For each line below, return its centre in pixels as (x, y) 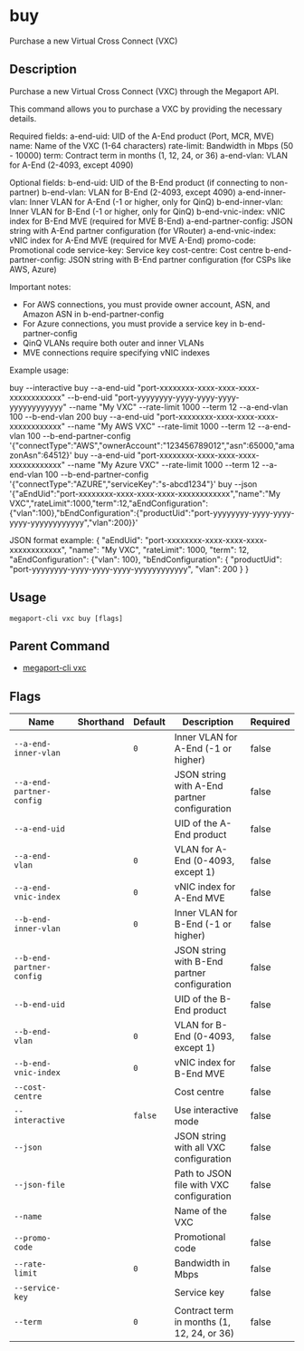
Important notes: (40, 287)
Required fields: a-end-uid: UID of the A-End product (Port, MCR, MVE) (142, 136)
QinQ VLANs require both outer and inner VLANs (113, 343)
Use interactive (206, 1110)
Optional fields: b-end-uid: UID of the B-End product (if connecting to (139, 182)
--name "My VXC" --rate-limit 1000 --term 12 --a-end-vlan (178, 407)
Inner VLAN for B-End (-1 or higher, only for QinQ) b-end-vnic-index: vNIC (147, 211)
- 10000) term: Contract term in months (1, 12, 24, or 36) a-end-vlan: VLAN (148, 155)
